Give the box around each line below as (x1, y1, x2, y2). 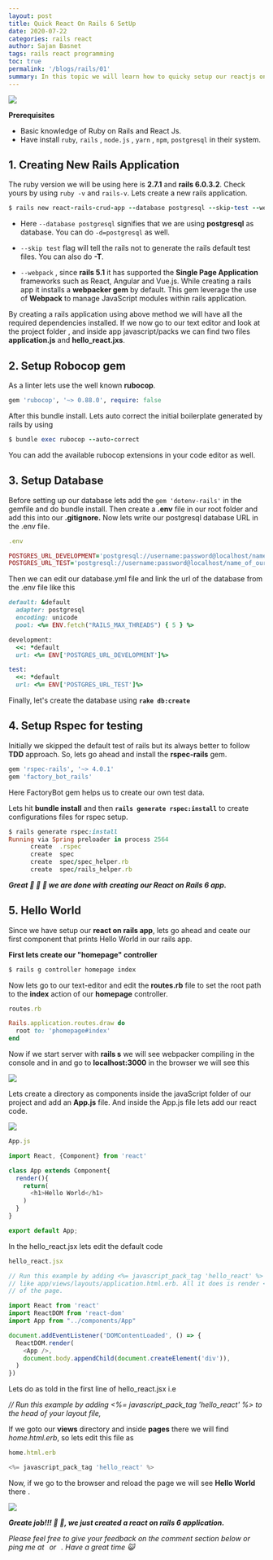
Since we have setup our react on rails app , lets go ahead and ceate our (8, 925, 251, 935)
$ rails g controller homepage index (8, 966, 136, 974)
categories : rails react (8, 34, 93, 43)
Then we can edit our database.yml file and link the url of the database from (8, 574, 263, 584)
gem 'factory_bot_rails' (8, 773, 93, 781)
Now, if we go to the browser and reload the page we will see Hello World (8, 1478, 256, 1488)
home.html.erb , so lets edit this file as (8, 1433, 134, 1443)
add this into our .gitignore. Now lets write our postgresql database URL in (8, 512, 258, 522)
